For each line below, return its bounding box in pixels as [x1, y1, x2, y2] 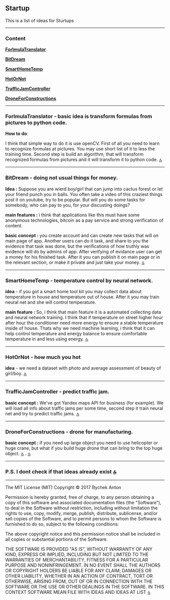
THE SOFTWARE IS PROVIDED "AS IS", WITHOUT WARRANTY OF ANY [5, 546, 153, 552]
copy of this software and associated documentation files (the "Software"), [5, 500, 162, 506]
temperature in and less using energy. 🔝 [5, 336, 89, 342]
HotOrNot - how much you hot [5, 353, 81, 361]
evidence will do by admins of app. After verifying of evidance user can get [5, 248, 162, 255]
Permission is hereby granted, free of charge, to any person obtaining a [5, 494, 154, 500]
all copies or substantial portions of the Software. [5, 536, 108, 542]
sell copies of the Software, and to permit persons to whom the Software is [5, 516, 162, 522]
